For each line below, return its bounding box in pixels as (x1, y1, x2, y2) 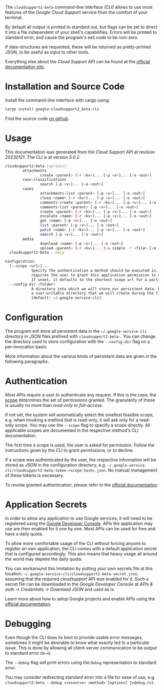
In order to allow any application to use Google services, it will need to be (5, 515, 153, 521)
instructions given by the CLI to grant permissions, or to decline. (5, 447, 134, 453)
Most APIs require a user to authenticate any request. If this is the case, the (5, 392, 157, 397)
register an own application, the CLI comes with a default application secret (5, 545, 157, 551)
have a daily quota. (5, 531, 43, 537)
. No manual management (105, 468, 158, 473)
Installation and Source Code (5, 81, 125, 92)
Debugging (5, 618, 51, 629)
